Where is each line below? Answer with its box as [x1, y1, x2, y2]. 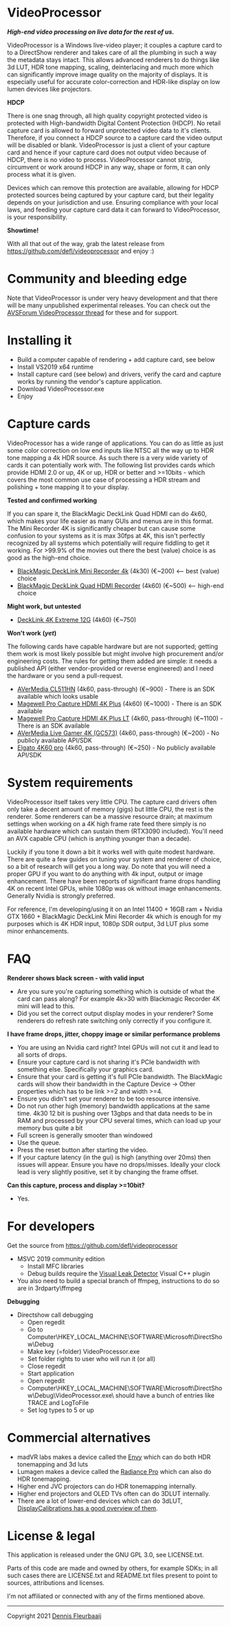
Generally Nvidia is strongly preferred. [7, 891, 115, 900]
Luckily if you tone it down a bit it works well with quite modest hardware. [7, 848, 215, 856]
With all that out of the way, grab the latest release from [7, 239, 165, 247]
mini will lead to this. [16, 1001, 76, 1010]
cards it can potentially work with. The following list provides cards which [7, 460, 215, 469]
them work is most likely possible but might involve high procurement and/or [7, 649, 224, 657]
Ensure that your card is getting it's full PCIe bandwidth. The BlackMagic [16, 1072, 223, 1081]
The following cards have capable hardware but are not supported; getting [7, 642, 219, 651]
